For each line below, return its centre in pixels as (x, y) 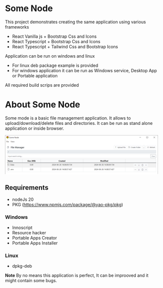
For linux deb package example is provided (55, 65)
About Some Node (43, 105)
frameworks (17, 27)
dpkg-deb (22, 266)
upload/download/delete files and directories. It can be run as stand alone (79, 123)
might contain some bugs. (31, 281)
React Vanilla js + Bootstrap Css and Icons (54, 36)
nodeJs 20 (23, 199)
